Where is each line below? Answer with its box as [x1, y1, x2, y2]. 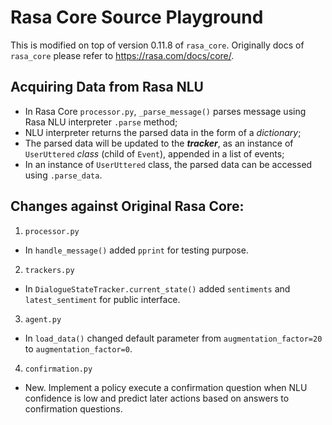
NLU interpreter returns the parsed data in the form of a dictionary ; [24, 126, 302, 138]
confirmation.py [24, 364, 93, 374]
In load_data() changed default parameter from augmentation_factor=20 [24, 332, 323, 344]
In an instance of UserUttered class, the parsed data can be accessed [24, 158, 313, 170]
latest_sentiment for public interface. [24, 293, 181, 305]
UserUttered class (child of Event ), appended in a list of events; [24, 147, 285, 160]
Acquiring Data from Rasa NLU [10, 79, 204, 96]
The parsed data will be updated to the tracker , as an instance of [24, 137, 294, 149]
